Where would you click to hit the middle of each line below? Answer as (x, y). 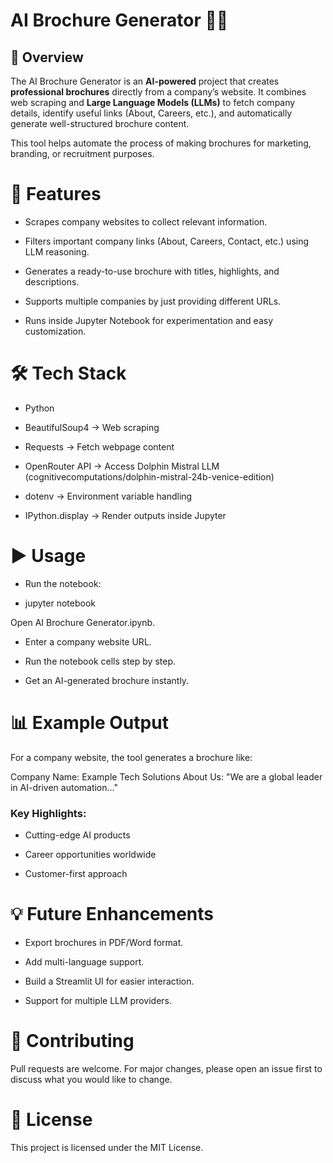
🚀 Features (56, 194)
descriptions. (52, 281)
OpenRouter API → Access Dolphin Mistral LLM (122, 466)
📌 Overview (47, 57)
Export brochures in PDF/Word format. (104, 942)
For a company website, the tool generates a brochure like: (131, 757)
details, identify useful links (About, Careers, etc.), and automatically (151, 113)
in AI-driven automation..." (64, 787)
